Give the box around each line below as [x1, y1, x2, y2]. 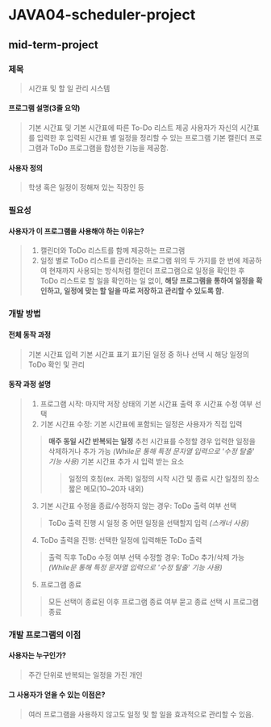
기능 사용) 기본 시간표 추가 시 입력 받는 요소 [48, 456, 185, 466]
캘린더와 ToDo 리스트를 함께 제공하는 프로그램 [40, 246, 186, 255]
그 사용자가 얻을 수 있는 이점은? [8, 690, 106, 700]
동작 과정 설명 [8, 380, 51, 389]
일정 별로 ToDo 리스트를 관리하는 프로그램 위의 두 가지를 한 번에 [40, 256, 240, 266]
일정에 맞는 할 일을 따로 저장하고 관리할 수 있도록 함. [63, 286, 224, 296]
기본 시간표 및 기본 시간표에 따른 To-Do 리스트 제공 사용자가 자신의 [27, 123, 239, 132]
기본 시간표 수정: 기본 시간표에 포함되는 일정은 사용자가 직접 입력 [40, 418, 243, 429]
